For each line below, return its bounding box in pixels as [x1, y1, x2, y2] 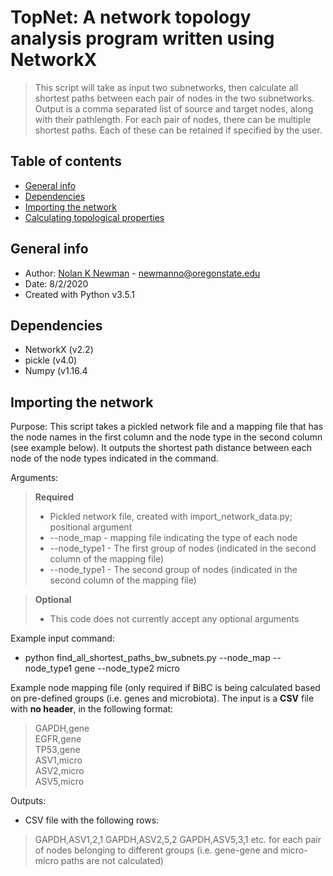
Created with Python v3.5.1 [24, 288, 135, 300]
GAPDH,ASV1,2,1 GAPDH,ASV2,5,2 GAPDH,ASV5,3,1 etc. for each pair [34, 834, 322, 846]
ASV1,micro [34, 754, 83, 766]
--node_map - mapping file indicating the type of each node [49, 532, 298, 544]
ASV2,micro [34, 765, 85, 777]
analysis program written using [10, 27, 275, 50]
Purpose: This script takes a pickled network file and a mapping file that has [10, 421, 324, 433]
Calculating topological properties [24, 211, 165, 223]
